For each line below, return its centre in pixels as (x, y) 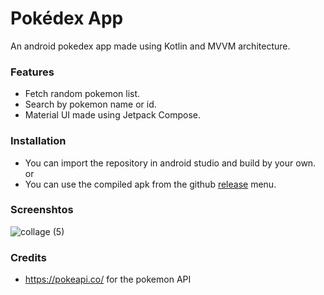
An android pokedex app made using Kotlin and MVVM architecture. (150, 46)
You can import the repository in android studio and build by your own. (170, 163)
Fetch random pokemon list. (82, 94)
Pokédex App (67, 18)
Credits (28, 257)
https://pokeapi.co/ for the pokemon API (108, 279)
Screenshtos (42, 210)
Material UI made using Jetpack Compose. (113, 115)
